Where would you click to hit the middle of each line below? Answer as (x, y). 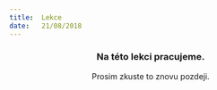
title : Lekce (36, 17)
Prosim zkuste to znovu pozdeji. (151, 76)
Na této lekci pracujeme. (151, 57)
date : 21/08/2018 (46, 26)
